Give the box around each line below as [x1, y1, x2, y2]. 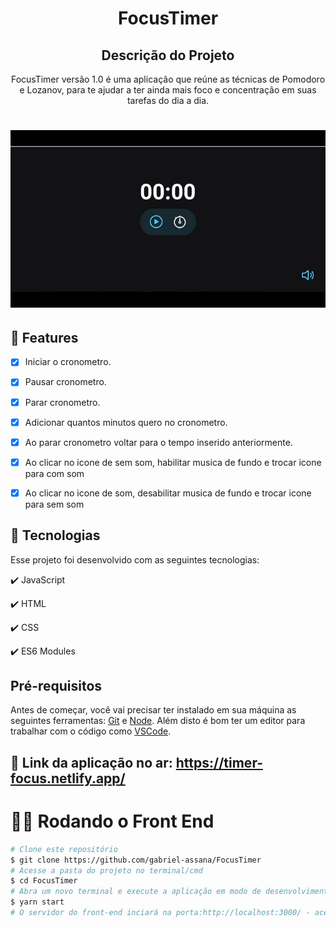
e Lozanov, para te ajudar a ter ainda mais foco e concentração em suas [19, 84, 317, 96]
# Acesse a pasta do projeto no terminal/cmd [10, 865, 203, 876]
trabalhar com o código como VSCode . [10, 725, 172, 737]
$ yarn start [10, 897, 65, 907]
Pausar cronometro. [24, 376, 107, 388]
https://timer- [175, 754, 263, 771]
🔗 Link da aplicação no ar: [10, 754, 173, 771]
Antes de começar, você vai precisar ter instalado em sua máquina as [10, 704, 297, 716]
